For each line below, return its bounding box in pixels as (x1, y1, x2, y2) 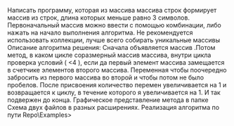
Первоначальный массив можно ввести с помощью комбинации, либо (7, 21, 221, 29)
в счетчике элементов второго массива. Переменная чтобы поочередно (7, 66, 227, 74)
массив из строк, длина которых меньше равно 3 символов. (7, 13, 190, 22)
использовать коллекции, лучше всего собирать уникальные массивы (7, 36, 220, 44)
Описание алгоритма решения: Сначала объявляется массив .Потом (7, 44, 216, 51)
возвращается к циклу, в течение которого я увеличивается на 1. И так (7, 88, 221, 96)
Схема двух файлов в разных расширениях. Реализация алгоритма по (7, 103, 220, 111)
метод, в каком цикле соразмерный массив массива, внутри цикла (7, 51, 212, 59)
